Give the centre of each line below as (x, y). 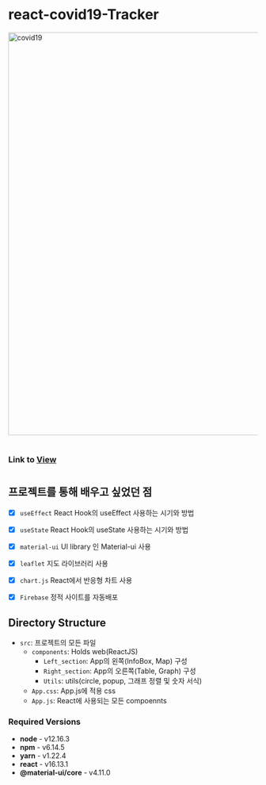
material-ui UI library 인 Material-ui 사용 (85, 546)
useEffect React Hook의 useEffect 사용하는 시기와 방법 (107, 512)
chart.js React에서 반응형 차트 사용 (76, 580)
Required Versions (45, 722)
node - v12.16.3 (44, 739)
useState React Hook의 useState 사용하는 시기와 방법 (104, 530)
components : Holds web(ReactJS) (85, 651)
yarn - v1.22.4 (43, 756)
